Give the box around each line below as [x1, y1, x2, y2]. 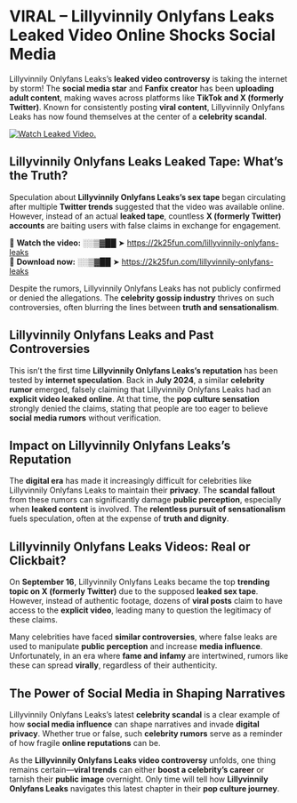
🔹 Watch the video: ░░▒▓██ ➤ [9, 237, 125, 248]
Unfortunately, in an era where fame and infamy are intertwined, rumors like [9, 651, 289, 662]
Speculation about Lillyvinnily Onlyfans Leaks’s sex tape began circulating [9, 191, 286, 202]
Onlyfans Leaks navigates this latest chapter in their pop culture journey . [9, 783, 280, 793]
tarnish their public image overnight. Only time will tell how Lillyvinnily [9, 774, 269, 784]
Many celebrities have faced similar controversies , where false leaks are [9, 631, 277, 642]
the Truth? [9, 168, 68, 183]
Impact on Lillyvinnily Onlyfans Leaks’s [9, 438, 231, 453]
